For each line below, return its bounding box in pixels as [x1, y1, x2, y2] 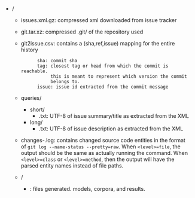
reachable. [20, 68, 48, 74]
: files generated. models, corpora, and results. [29, 185, 145, 192]
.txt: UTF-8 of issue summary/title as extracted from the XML [38, 112, 190, 119]
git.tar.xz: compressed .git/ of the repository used [20, 28, 144, 35]
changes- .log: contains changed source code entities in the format [20, 137, 185, 144]
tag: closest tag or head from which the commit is [36, 63, 169, 69]
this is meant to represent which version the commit [50, 74, 187, 80]
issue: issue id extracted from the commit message [36, 84, 169, 90]
